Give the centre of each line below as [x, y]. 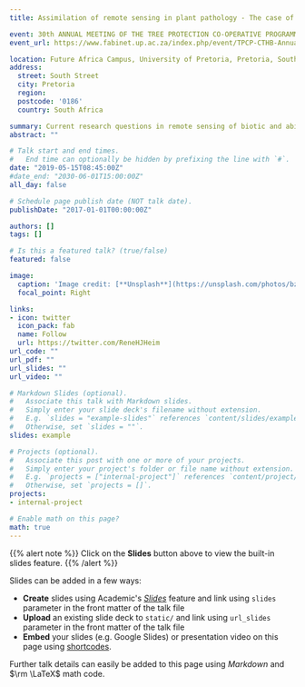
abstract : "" [34, 134]
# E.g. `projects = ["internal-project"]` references [117, 477]
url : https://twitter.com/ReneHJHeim [89, 343]
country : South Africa [60, 110]
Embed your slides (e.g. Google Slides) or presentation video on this [150, 636]
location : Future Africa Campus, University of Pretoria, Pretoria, [142, 59]
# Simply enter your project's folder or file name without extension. [152, 469]
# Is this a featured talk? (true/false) [89, 251]
